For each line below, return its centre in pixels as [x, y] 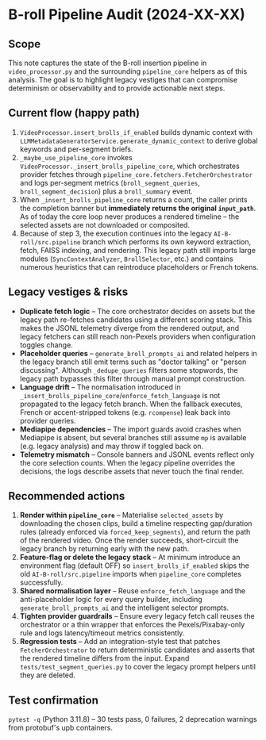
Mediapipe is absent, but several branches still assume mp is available [133, 437]
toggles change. [46, 345]
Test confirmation [54, 700]
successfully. [41, 583]
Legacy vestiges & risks [68, 292]
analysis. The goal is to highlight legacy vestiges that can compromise [123, 80]
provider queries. [48, 420]
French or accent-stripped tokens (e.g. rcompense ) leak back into [125, 412]
